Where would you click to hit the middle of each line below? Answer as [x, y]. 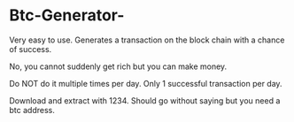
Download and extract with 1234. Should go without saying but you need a [145, 100]
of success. [31, 49]
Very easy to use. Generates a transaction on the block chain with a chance [147, 40]
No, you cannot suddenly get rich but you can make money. [118, 66]
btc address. [32, 110]
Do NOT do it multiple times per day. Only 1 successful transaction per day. [146, 83]
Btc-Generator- [67, 15]
